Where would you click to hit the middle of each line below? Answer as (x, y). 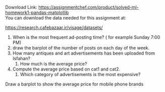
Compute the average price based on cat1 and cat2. (66, 69)
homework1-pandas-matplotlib (37, 12)
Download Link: (21, 7)
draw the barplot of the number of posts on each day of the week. (81, 48)
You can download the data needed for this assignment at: (66, 18)
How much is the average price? (53, 64)
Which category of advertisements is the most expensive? (80, 74)
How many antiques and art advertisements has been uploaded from (84, 53)
